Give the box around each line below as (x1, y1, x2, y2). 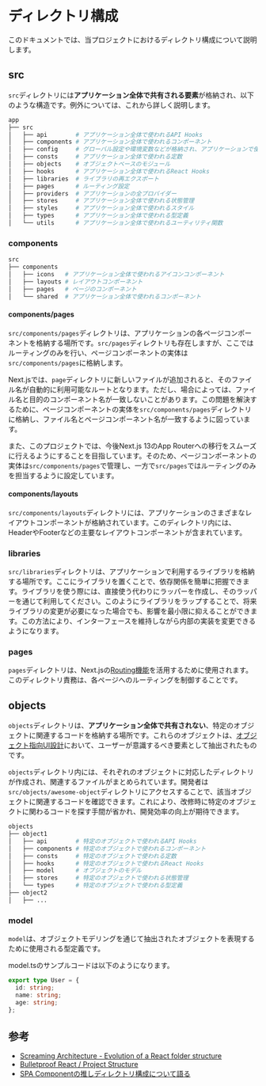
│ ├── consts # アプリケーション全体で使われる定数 (8, 153, 183, 161)
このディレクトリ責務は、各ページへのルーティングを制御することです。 (8, 675, 243, 685)
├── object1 (8, 830, 47, 838)
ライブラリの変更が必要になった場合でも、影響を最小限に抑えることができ (8, 606, 251, 616)
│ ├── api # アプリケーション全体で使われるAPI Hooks (8, 131, 203, 139)
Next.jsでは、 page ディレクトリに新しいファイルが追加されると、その (8, 374, 232, 384)
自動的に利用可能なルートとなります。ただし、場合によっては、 (28, 385, 236, 394)
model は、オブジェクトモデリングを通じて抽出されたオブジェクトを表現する (8, 934, 255, 944)
